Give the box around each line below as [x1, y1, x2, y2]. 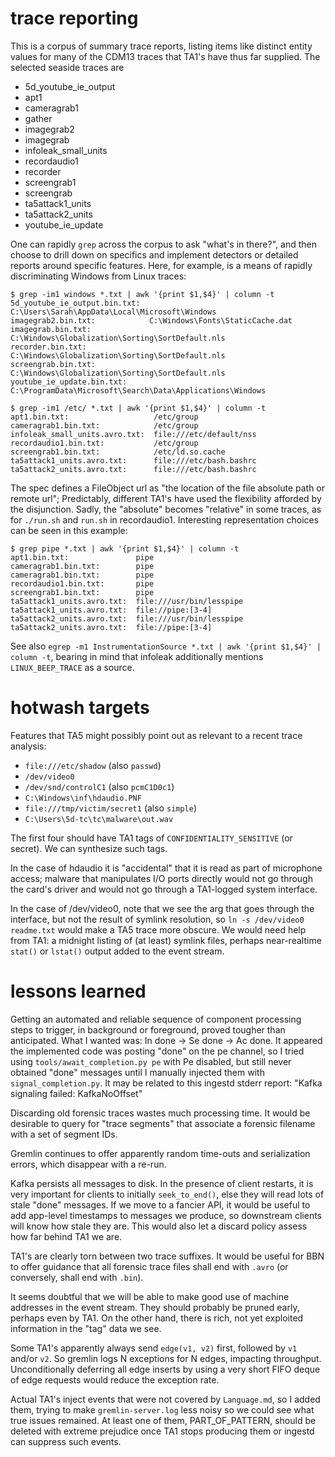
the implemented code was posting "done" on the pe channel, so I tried [10, 1045, 305, 1057]
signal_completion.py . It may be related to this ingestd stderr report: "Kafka [10, 1077, 323, 1089]
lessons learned [10, 980, 147, 1003]
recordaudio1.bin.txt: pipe [10, 578, 155, 589]
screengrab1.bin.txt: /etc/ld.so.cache [10, 447, 226, 457]
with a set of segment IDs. [10, 1128, 118, 1140]
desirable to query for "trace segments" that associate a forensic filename [10, 1117, 316, 1129]
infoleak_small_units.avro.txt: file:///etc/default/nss [10, 429, 257, 439]
